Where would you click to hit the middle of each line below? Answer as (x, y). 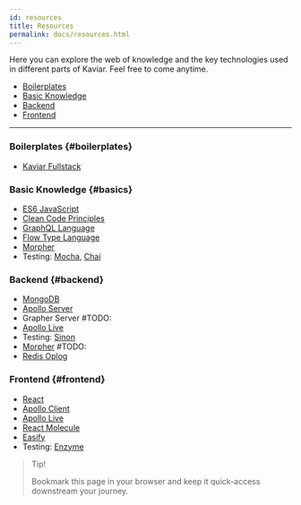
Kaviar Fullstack (52, 166)
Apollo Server (47, 309)
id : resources (36, 17)
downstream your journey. (80, 491)
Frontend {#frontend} (57, 380)
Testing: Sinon (49, 338)
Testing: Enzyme (53, 446)
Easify (34, 437)
